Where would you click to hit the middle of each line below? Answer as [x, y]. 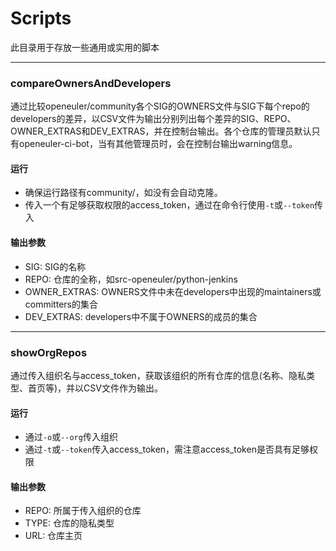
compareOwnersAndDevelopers [91, 83]
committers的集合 [61, 304]
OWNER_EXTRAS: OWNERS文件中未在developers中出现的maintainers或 [173, 291]
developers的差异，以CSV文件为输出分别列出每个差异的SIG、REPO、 [153, 119]
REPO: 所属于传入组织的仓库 [83, 511]
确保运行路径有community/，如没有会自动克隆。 [123, 193]
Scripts [41, 18]
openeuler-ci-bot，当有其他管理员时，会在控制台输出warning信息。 [158, 144]
